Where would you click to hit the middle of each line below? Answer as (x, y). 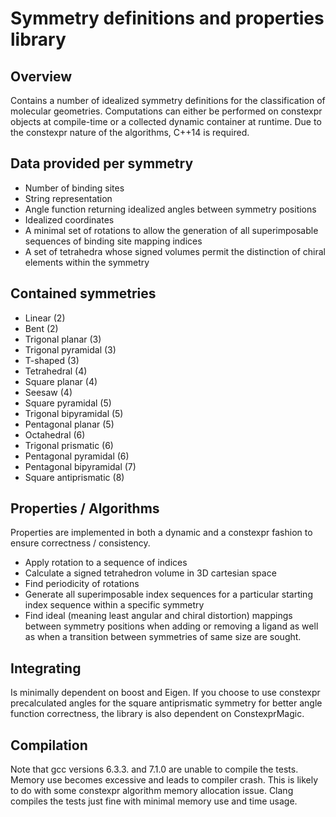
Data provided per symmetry (102, 163)
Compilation (49, 745)
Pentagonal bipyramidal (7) (80, 466)
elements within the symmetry (87, 262)
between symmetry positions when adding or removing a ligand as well (171, 626)
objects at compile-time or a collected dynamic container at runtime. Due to (166, 121)
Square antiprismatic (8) (74, 477)
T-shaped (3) (52, 360)
